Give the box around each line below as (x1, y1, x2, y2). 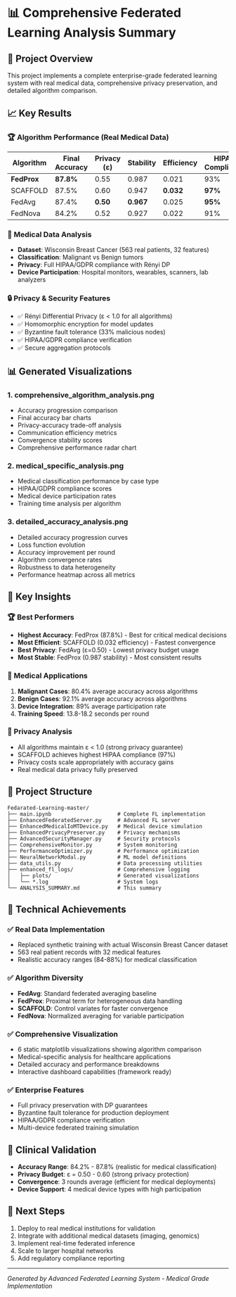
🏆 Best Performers (7, 612, 75, 622)
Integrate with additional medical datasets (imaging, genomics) (17, 1232, 200, 1240)
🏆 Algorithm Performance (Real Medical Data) (7, 132, 169, 142)
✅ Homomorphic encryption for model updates (17, 320, 154, 329)
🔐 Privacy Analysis (7, 727, 72, 737)
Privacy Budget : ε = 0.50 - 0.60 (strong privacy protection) (17, 1170, 190, 1179)
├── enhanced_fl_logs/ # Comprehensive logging (7, 866, 190, 873)
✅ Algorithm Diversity (7, 973, 84, 983)
